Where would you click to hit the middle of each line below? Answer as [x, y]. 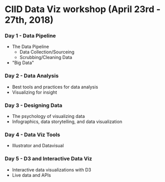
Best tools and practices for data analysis [55, 87]
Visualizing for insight [35, 92]
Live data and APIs [32, 175]
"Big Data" [23, 63]
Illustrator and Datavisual [38, 146]
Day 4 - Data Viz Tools [33, 135]
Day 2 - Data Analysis [32, 76]
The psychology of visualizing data [48, 116]
